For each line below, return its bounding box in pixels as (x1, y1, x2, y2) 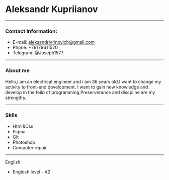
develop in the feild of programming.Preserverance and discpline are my (5, 89, 155, 95)
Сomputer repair (12, 144, 47, 150)
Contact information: (5, 28, 58, 35)
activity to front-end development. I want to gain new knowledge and (5, 84, 148, 90)
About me (5, 67, 30, 74)
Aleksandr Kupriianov (5, 4, 98, 15)
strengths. (5, 95, 27, 101)
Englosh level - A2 (12, 168, 51, 174)
